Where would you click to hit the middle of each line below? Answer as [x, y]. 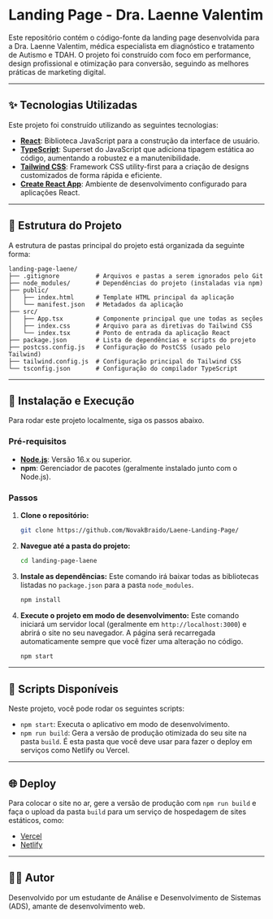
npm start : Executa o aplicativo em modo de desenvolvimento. [125, 725]
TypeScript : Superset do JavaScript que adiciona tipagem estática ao [137, 149]
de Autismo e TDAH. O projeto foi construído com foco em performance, [130, 54]
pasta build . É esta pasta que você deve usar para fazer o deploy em [136, 742]
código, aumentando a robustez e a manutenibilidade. [110, 158]
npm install [40, 599]
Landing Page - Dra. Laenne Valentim [136, 15]
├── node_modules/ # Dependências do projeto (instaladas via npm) [136, 283]
